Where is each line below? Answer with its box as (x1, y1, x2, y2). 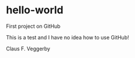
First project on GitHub (6, 23, 61, 30)
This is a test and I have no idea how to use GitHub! (6, 34, 129, 41)
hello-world (6, 3, 64, 17)
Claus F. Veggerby (6, 45, 51, 52)
